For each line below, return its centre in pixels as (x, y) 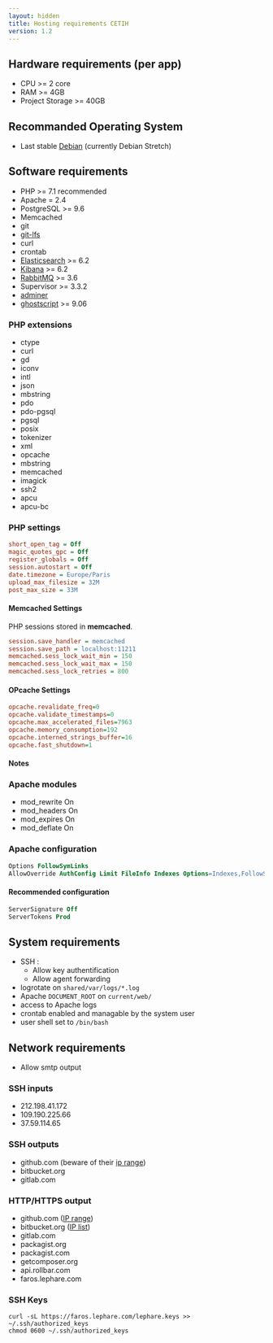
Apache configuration (53, 849)
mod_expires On (48, 819)
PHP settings (35, 528)
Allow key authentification (76, 970)
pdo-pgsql (38, 412)
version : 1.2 (30, 31)
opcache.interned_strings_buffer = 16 (70, 737)
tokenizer (36, 438)
